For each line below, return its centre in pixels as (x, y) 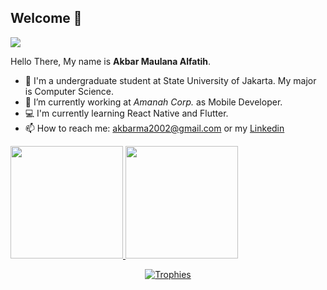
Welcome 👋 (46, 18)
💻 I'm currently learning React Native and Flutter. (126, 113)
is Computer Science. (69, 91)
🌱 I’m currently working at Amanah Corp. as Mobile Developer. (153, 102)
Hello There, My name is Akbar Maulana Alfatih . (111, 61)
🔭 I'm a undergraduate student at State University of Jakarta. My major (170, 80)
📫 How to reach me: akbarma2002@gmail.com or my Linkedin (154, 128)
